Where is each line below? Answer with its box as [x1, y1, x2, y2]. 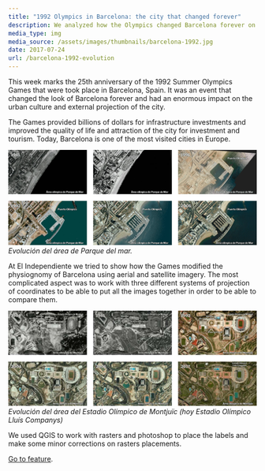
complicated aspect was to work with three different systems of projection [8, 278, 250, 288]
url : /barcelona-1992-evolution [8, 54, 114, 62]
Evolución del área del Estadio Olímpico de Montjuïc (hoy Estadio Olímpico [8, 407, 251, 417]
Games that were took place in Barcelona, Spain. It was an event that [8, 85, 232, 95]
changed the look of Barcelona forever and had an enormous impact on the [8, 94, 253, 103]
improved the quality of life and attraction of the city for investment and [8, 126, 241, 135]
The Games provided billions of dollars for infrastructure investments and [8, 118, 246, 126]
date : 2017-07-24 [8, 46, 65, 54]
